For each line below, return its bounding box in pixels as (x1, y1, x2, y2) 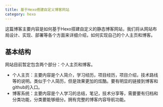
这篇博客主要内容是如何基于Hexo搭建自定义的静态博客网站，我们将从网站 (5, 26, 153, 32)
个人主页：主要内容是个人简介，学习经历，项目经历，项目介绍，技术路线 (12, 72, 158, 78)
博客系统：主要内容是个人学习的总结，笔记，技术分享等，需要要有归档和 (12, 90, 158, 96)
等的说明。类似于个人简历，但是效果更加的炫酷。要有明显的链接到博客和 (12, 78, 158, 84)
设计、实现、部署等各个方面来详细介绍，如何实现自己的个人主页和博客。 (9, 32, 155, 38)
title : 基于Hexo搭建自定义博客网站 (5, 7, 70, 12)
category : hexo (5, 12, 36, 17)
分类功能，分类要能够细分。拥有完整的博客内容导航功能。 (12, 97, 128, 103)
